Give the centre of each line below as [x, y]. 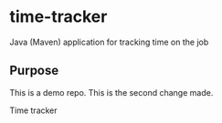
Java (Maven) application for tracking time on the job [109, 42]
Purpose [34, 71]
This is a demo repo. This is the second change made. [111, 92]
